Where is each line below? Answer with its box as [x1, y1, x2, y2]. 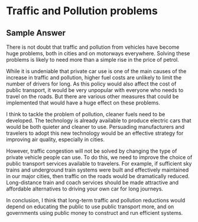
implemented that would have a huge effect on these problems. [6, 99, 161, 106]
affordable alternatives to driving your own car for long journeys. [6, 185, 164, 192]
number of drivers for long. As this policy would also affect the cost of [6, 80, 177, 87]
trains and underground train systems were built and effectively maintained [6, 166, 189, 173]
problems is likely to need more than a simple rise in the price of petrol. [6, 56, 179, 63]
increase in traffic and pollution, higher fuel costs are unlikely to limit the [6, 74, 182, 81]
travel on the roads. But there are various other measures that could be [6, 93, 179, 100]
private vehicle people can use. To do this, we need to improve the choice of [6, 154, 193, 161]
